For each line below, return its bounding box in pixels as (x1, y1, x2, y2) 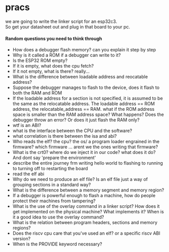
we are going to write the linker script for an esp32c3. (5, 18, 117, 24)
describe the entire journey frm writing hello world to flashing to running (12, 160, 163, 166)
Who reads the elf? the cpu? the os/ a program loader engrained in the (12, 139, 160, 145)
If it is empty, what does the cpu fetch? (12, 63, 94, 69)
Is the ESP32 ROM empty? (12, 57, 68, 64)
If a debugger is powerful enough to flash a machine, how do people (12, 193, 156, 199)
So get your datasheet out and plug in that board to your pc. (5, 23, 131, 29)
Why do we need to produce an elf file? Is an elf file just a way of (12, 176, 148, 182)
